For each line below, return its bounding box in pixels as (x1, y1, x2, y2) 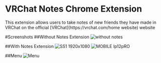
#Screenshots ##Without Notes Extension (5, 34, 89, 40)
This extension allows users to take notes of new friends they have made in (5, 19, 157, 25)
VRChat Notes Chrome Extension (5, 3, 142, 15)
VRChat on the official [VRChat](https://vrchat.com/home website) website (5, 24, 155, 30)
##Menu (5, 52, 22, 59)
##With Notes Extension (5, 43, 54, 49)
